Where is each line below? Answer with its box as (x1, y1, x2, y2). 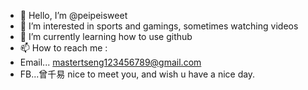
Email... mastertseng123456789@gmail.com (19, 56, 202, 68)
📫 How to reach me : (19, 42, 108, 54)
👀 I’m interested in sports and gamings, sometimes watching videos (19, 20, 299, 32)
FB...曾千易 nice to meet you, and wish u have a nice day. (19, 68, 256, 80)
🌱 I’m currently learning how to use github (19, 31, 193, 42)
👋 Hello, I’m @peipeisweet (19, 10, 128, 21)
